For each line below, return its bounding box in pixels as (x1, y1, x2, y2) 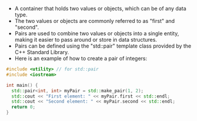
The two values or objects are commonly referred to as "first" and (14, 18, 175, 24)
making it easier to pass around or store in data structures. (14, 36, 157, 43)
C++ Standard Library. (14, 49, 70, 55)
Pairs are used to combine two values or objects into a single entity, (14, 30, 179, 37)
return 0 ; (11, 104, 35, 110)
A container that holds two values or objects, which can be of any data (14, 5, 187, 12)
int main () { (6, 82, 38, 88)
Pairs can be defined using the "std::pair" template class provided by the (14, 42, 192, 49)
